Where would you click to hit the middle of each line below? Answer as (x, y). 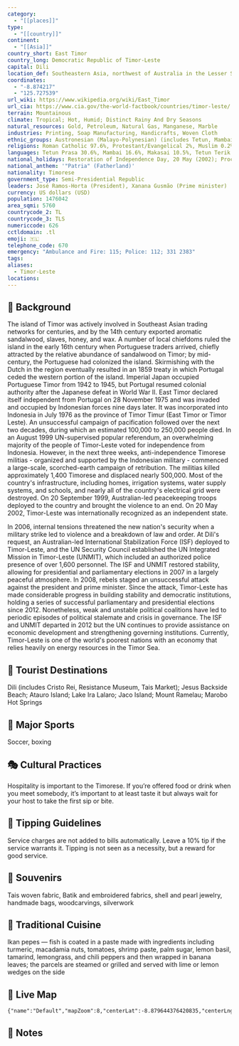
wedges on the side (36, 972)
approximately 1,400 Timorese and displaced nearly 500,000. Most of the (115, 475)
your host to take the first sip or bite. (61, 801)
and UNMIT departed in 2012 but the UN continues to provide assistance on (118, 625)
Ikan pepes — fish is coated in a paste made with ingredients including (111, 942)
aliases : (20, 265)
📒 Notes (25, 1033)
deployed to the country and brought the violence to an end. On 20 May (113, 506)
